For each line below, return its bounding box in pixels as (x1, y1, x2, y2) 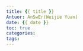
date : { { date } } (6, 19, 49, 25)
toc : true (6, 25, 31, 31)
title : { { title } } (6, 8, 55, 15)
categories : (6, 30, 36, 36)
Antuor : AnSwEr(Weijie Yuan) (6, 14, 78, 20)
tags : (6, 36, 20, 42)
